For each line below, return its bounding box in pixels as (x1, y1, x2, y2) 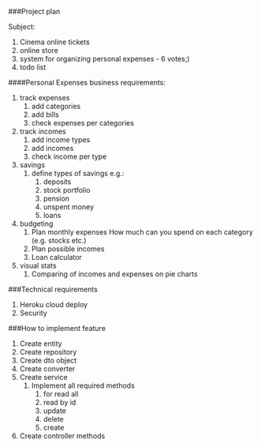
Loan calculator (31, 253, 83, 261)
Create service (19, 373, 69, 381)
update (43, 406, 67, 415)
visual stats (19, 261, 57, 270)
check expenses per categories (31, 118, 134, 127)
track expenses (19, 93, 70, 102)
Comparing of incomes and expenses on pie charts (31, 269, 199, 279)
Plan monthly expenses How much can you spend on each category (31, 227, 254, 236)
